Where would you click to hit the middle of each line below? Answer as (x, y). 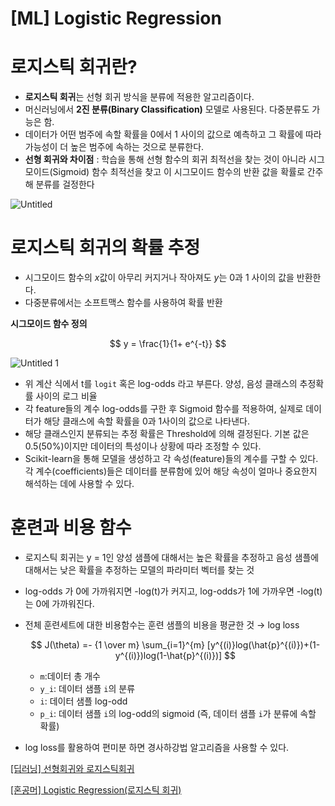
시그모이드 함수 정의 (49, 324)
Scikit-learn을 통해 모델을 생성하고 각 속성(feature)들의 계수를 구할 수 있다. (171, 459)
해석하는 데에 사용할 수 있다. (79, 484)
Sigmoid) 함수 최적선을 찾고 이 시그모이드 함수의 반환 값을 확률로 (178, 172)
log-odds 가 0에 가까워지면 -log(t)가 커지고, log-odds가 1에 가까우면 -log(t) (173, 591)
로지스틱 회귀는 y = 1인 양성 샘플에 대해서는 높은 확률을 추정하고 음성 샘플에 (172, 557)
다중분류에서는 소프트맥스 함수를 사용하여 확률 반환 (123, 303)
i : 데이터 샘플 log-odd (83, 701)
